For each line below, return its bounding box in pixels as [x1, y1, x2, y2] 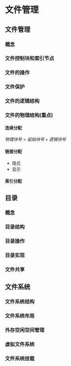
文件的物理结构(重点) [5, 112, 53, 119]
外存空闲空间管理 [5, 327, 45, 334]
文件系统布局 [5, 313, 35, 320]
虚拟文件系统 [5, 341, 35, 348]
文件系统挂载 [5, 355, 35, 362]
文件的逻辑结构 [5, 98, 40, 105]
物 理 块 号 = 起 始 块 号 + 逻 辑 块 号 [5, 137, 66, 142]
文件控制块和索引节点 [5, 55, 54, 62]
